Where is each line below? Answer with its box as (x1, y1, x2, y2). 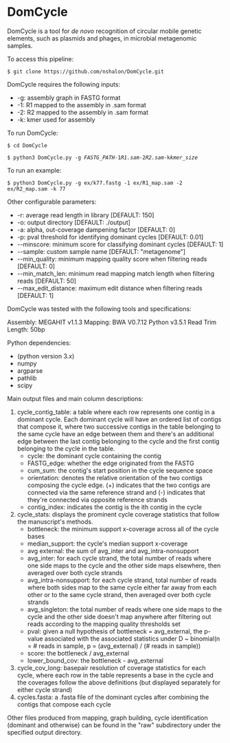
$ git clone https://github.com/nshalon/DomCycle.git (7, 68, 165, 75)
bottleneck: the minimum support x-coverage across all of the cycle (27, 524, 219, 533)
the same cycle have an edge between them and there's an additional (16, 429, 214, 438)
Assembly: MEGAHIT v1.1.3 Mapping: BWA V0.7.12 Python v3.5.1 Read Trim (7, 318, 217, 326)
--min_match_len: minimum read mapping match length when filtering (16, 269, 215, 277)
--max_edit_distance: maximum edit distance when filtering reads (16, 283, 203, 292)
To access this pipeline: (7, 54, 74, 63)
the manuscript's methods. (16, 517, 93, 526)
